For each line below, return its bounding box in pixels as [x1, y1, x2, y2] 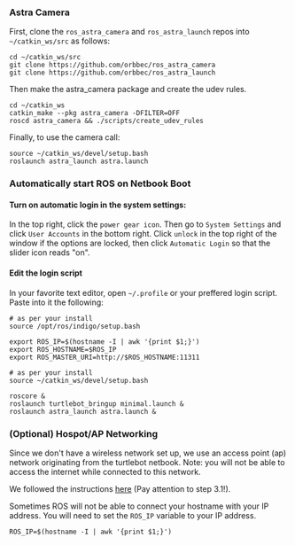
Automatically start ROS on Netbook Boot [9, 177, 191, 190]
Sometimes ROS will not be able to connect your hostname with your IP [9, 501, 269, 511]
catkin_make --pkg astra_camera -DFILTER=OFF [9, 109, 180, 118]
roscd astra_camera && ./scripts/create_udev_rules [9, 117, 204, 126]
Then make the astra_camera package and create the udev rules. [9, 84, 247, 95]
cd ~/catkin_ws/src [9, 53, 82, 62]
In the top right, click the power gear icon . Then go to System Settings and [9, 219, 282, 230]
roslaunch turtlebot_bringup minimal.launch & [9, 399, 184, 409]
